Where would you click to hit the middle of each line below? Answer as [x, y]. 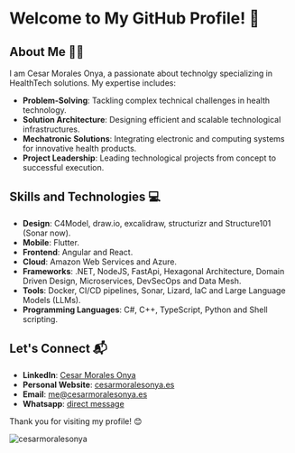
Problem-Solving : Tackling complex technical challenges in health [146, 100]
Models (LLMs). [51, 300]
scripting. [40, 319]
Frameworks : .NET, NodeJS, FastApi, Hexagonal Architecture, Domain [153, 271]
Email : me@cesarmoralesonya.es [85, 394]
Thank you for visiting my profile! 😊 [76, 421]
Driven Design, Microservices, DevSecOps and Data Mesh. [132, 281]
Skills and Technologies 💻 [85, 197]
